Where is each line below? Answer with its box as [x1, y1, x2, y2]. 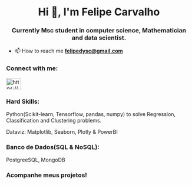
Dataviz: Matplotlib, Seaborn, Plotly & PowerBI [6, 128, 118, 136]
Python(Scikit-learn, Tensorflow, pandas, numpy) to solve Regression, [6, 111, 176, 118]
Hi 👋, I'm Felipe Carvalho [38, 5, 160, 19]
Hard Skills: [6, 97, 40, 105]
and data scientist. [71, 34, 127, 42]
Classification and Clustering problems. [6, 117, 102, 124]
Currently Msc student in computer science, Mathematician [11, 27, 187, 35]
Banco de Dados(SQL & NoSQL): [6, 143, 100, 151]
